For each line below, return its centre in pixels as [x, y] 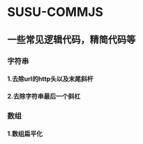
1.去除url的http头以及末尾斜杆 [50, 79]
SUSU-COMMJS [55, 12]
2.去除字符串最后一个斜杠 [44, 96]
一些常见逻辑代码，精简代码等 [71, 39]
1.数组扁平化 [25, 134]
